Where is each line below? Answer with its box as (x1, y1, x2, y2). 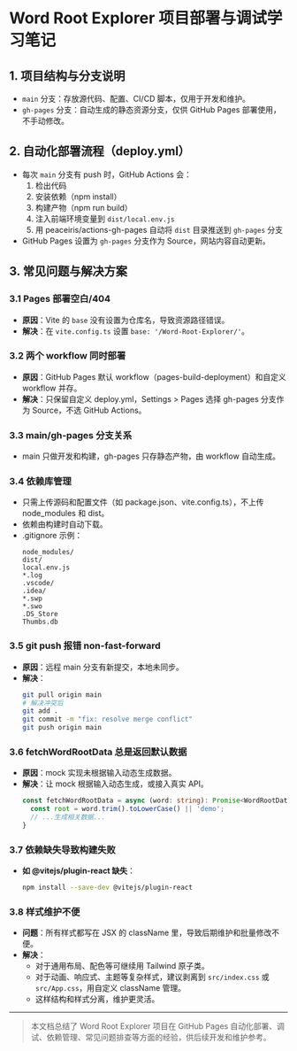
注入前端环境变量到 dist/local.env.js (34, 213, 175, 224)
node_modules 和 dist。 (21, 508, 110, 519)
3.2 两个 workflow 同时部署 (9, 350, 126, 362)
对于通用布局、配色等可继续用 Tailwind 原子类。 (34, 961, 209, 971)
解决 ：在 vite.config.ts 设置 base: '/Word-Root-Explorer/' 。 (21, 325, 250, 336)
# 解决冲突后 (21, 699, 64, 707)
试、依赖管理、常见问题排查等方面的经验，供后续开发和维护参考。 (30, 1032, 271, 1043)
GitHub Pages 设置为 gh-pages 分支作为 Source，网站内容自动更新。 (21, 236, 271, 246)
